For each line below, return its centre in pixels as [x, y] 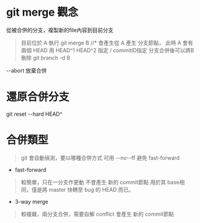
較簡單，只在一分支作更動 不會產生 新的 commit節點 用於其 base [100, 182]
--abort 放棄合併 [26, 70]
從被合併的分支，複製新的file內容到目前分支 [60, 30]
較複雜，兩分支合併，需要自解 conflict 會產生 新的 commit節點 [97, 214]
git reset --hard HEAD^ [34, 114]
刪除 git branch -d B [46, 58]
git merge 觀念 [43, 12]
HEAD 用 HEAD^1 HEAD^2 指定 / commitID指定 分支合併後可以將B [113, 50]
